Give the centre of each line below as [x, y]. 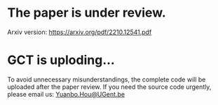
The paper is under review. [87, 13]
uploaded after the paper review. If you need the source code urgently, [109, 87]
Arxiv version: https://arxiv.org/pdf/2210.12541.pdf [80, 32]
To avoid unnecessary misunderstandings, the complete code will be [107, 79]
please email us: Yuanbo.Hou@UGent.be [66, 94]
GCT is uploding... [61, 60]
